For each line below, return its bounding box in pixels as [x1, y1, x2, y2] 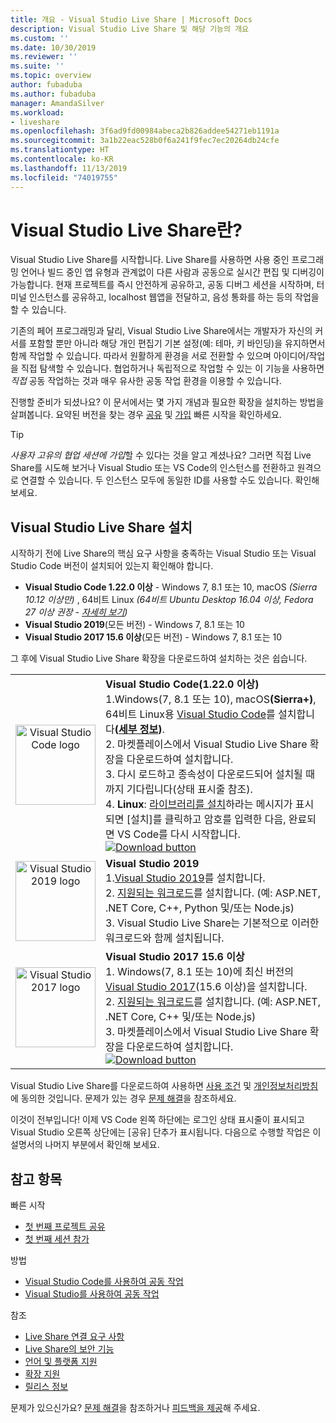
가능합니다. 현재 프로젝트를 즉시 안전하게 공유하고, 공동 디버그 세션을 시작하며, [10, 279, 315, 291]
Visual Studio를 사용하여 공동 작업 [24, 1288, 160, 1300]
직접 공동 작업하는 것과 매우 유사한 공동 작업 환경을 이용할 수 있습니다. [10, 375, 282, 387]
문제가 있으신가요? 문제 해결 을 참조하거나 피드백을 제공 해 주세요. [10, 1402, 261, 1414]
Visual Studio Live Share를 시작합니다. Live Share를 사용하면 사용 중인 [10, 254, 290, 266]
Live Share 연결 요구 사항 [24, 1331, 125, 1343]
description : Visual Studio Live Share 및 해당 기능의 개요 [10, 24, 250, 34]
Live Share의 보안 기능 [24, 1343, 115, 1355]
